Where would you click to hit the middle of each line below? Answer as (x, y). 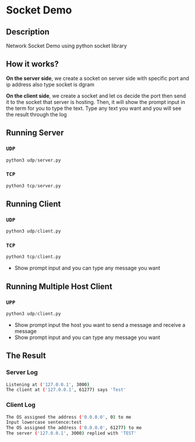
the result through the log (36, 114)
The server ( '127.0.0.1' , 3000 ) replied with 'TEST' (71, 433)
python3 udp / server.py (33, 160)
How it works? (33, 64)
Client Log (21, 405)
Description (28, 32)
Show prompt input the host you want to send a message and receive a (100, 324)
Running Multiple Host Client (59, 286)
